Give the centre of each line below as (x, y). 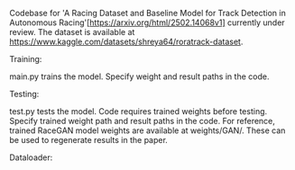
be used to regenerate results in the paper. (89, 140)
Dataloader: (31, 157)
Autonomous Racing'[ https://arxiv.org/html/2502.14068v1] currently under (147, 22)
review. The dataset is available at (72, 32)
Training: (26, 59)
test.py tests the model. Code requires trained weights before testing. (138, 111)
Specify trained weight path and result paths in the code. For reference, (142, 121)
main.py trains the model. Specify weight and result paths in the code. (139, 76)
